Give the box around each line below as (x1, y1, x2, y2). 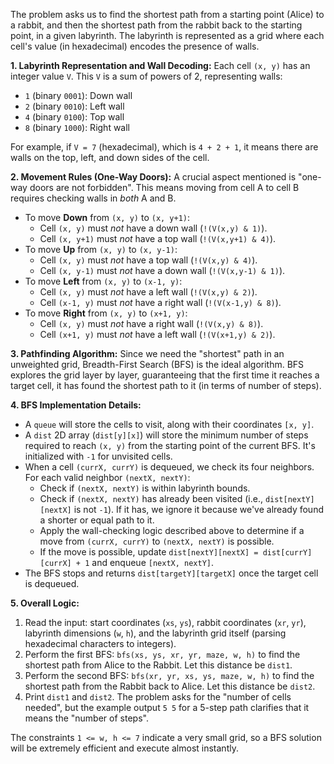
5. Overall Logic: (10, 597, 80, 609)
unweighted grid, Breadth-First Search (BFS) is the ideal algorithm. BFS (10, 359, 305, 370)
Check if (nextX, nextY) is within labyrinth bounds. (39, 482, 251, 494)
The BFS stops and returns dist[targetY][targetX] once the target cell (24, 567, 319, 579)
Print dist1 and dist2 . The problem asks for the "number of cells (24, 691, 292, 703)
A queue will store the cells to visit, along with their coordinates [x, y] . (24, 419, 315, 430)
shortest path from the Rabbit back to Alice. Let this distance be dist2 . (24, 680, 316, 692)
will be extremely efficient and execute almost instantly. (10, 742, 239, 754)
